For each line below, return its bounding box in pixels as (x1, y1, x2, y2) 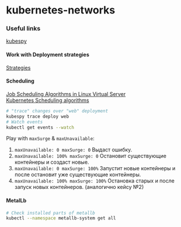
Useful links (6, 25, 41, 33)
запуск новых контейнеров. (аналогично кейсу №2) (14, 184, 144, 191)
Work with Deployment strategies (6, 51, 89, 59)
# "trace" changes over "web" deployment (6, 108, 109, 114)
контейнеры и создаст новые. (14, 159, 89, 166)
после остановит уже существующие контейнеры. (14, 171, 141, 178)
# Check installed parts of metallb (6, 210, 95, 216)
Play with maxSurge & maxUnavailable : (6, 135, 95, 142)
